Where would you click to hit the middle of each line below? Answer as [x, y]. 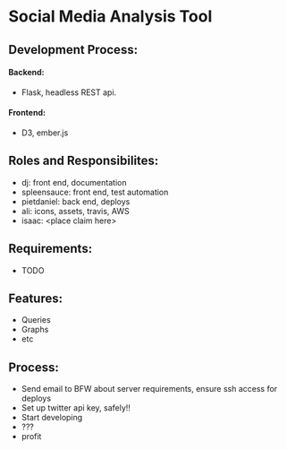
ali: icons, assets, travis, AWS [76, 211]
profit [31, 437]
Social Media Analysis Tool [110, 17]
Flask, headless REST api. [69, 92]
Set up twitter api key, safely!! [76, 408]
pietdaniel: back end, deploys [76, 201]
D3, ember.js [45, 133]
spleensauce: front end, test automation [95, 192]
